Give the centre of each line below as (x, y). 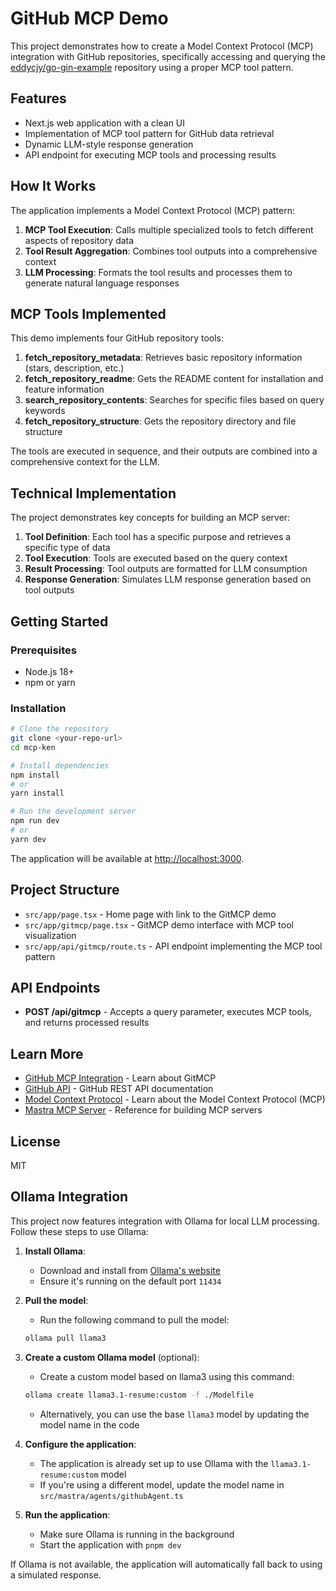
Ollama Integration (69, 1197)
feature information (64, 389)
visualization (50, 935)
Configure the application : (80, 1444)
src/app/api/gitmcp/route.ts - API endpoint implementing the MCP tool (173, 946)
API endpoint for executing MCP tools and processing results (150, 154)
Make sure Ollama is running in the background (137, 1534)
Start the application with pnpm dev (110, 1544)
